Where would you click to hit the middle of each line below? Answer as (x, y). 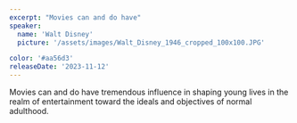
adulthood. (29, 111)
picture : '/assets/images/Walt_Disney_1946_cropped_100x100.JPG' (141, 42)
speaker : (25, 26)
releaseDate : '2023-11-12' (59, 67)
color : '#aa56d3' (41, 59)
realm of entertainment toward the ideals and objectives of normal (131, 102)
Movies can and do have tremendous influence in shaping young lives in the (149, 92)
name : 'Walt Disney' (55, 34)
